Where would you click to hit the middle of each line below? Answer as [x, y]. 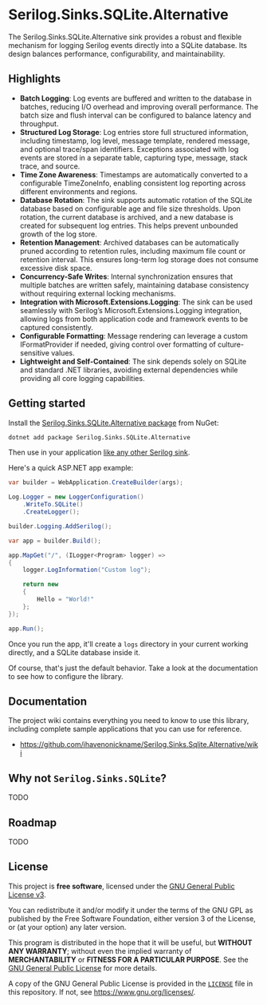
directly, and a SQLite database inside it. [75, 652]
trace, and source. [50, 166]
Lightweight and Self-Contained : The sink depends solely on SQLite [133, 361]
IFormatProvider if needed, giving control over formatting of [118, 344]
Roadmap [33, 822]
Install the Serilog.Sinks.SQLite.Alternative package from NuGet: [114, 423]
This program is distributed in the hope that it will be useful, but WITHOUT [130, 942]
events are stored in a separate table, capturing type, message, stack [134, 157]
